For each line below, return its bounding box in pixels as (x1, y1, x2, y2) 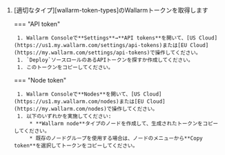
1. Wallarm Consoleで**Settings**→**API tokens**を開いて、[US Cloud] (17, 35, 218, 42)
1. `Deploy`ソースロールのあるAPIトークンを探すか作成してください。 (17, 57, 194, 64)
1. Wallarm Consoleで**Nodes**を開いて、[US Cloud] (17, 91, 162, 98)
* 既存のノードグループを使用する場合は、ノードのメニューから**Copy (29, 135, 203, 142)
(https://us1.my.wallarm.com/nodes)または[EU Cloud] (13, 98, 166, 105)
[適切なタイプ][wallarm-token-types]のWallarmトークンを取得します (13, 6, 208, 14)
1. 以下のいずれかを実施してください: (17, 113, 112, 120)
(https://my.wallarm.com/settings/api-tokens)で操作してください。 (13, 49, 202, 56)
